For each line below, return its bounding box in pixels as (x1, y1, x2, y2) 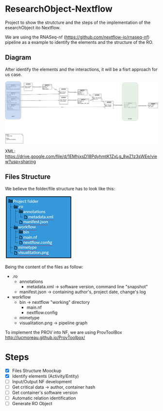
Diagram (5, 54, 32, 62)
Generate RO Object (12, 401, 52, 407)
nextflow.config (26, 309, 58, 315)
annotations (19, 279, 43, 284)
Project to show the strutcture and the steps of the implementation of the (5, 19, 151, 25)
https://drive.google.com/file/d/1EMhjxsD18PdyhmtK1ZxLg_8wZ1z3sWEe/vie (5, 153, 158, 159)
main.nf (26, 304, 42, 310)
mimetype (19, 315, 40, 320)
